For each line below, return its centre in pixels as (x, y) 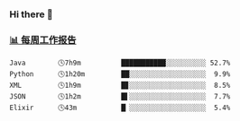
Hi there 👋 (32, 14)
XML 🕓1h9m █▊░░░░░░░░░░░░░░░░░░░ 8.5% (120, 86)
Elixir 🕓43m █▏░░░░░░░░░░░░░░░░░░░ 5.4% (120, 108)
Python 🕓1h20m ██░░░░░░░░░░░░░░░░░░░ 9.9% (120, 74)
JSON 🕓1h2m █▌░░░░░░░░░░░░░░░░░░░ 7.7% (120, 97)
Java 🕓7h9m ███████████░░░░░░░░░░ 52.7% (120, 63)
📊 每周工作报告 (43, 39)
